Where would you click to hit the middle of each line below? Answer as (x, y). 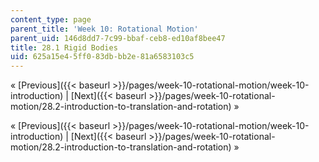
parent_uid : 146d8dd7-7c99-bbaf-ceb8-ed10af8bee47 (118, 38)
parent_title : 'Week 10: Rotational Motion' (104, 29)
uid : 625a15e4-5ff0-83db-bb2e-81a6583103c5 (102, 57)
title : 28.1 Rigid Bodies (64, 47)
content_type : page (51, 19)
